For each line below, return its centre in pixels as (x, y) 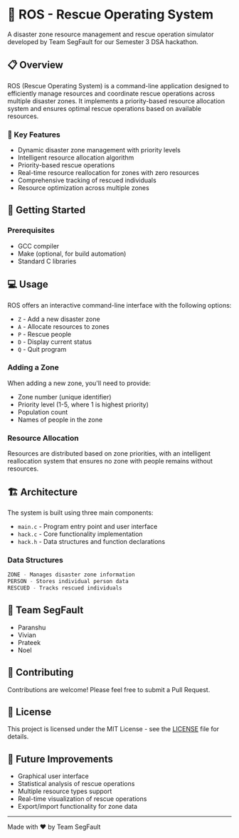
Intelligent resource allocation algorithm (76, 158)
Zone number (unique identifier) (64, 397)
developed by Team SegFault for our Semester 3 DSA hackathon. (103, 41)
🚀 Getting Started (47, 210)
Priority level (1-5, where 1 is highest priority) (83, 404)
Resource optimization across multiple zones (83, 188)
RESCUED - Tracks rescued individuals (65, 588)
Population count (43, 412)
